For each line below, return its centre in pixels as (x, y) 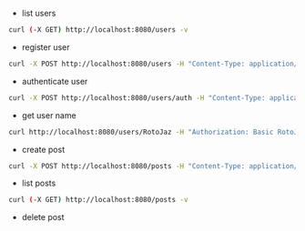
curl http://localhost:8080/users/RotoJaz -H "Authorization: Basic (141, 132)
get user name (49, 115)
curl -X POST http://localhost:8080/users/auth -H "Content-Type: (137, 98)
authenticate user (55, 81)
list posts (39, 183)
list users (39, 13)
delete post (43, 217)
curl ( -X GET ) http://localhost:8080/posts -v (98, 200)
